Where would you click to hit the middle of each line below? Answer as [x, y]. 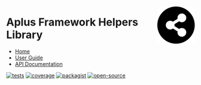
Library [25, 35]
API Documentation [39, 64]
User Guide [29, 58]
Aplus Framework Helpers [72, 22]
